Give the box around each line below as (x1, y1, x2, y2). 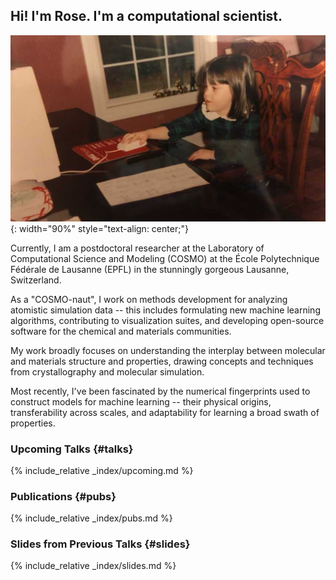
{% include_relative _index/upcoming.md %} (10, 464, 194, 476)
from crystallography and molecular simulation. (10, 365, 205, 378)
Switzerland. (10, 274, 62, 286)
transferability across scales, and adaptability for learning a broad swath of (10, 406, 320, 418)
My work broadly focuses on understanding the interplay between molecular (10, 344, 326, 356)
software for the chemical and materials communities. (10, 325, 232, 337)
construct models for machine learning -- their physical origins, (10, 395, 272, 408)
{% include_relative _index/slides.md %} (10, 560, 177, 572)
